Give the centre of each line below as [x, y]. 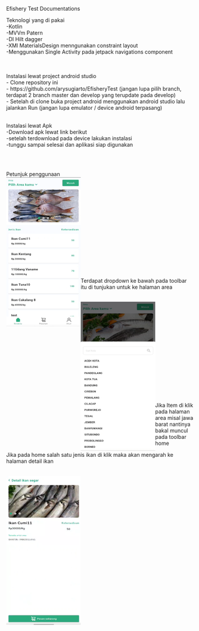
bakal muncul [172, 431]
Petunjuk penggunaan [33, 174]
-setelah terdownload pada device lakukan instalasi [69, 138]
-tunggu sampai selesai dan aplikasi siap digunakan [70, 145]
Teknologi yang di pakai [35, 20]
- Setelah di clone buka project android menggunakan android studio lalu [96, 101]
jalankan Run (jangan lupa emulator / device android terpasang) [84, 108]
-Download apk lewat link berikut [47, 132]
